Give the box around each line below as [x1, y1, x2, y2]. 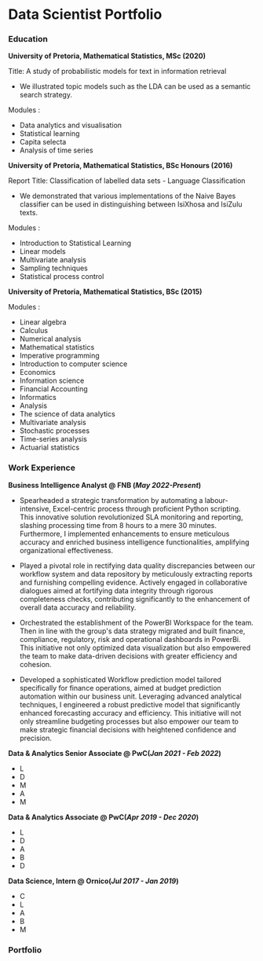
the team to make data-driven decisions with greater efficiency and [19, 651, 238, 661]
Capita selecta [19, 138, 67, 147]
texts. [19, 208, 38, 218]
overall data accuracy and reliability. [19, 603, 137, 612]
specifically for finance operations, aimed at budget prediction [19, 683, 221, 692]
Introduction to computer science [19, 359, 128, 369]
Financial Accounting [19, 384, 88, 394]
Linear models [19, 247, 66, 256]
